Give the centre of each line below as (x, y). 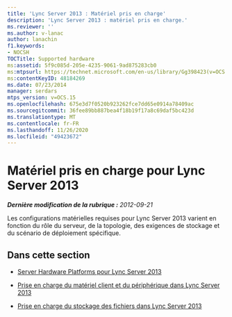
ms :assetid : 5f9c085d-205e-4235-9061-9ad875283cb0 (82, 65)
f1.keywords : (26, 46)
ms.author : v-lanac (35, 33)
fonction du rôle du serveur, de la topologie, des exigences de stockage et (114, 226)
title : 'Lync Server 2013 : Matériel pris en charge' (87, 14)
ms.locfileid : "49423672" (44, 136)
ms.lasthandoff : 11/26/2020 (48, 130)
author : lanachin (32, 40)
